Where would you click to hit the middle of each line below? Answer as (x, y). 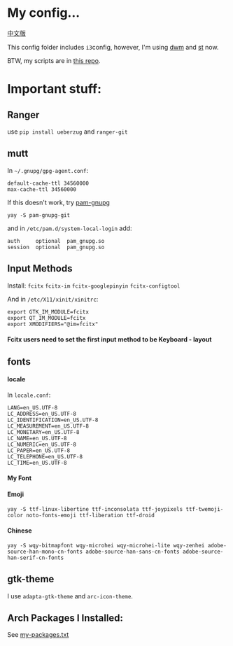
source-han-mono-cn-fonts (45, 552)
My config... (44, 13)
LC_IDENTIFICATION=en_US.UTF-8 (53, 420)
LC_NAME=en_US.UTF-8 (37, 438)
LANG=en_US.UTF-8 (33, 407)
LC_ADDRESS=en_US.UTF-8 (42, 414)
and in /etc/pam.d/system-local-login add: (70, 228)
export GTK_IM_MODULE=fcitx (48, 312)
